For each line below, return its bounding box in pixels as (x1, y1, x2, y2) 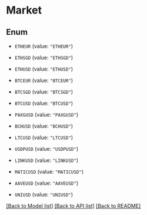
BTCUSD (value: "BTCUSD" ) (14, 100, 73, 107)
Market (6, 4, 42, 17)
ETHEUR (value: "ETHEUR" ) (14, 42, 73, 49)
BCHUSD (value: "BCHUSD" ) (14, 123, 73, 130)
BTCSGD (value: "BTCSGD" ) (14, 88, 73, 95)
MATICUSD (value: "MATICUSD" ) (14, 168, 84, 175)
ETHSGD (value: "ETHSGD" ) (14, 54, 73, 61)
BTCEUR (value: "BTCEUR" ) (14, 77, 73, 84)
